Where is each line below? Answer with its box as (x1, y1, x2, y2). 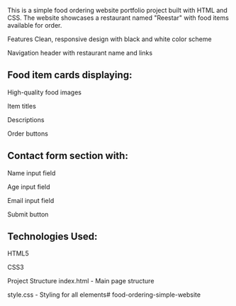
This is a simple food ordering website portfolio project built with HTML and (7, 6, 228, 14)
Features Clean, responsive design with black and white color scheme (7, 35, 212, 43)
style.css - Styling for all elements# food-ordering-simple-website (7, 290, 201, 299)
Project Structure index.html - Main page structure (7, 277, 154, 285)
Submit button (7, 209, 49, 219)
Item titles (7, 102, 37, 110)
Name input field (7, 168, 56, 177)
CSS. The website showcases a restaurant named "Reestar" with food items (7, 13, 229, 22)
